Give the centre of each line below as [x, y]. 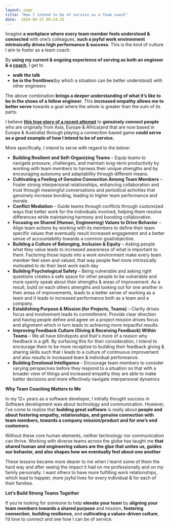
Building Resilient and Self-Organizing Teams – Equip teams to [79, 158]
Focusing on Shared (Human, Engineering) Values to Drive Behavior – [87, 223]
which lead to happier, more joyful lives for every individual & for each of [81, 478]
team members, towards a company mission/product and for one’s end [81, 420]
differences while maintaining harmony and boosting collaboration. [82, 217]
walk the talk [26, 75]
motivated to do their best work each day [55, 266]
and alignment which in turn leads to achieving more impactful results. [86, 325]
